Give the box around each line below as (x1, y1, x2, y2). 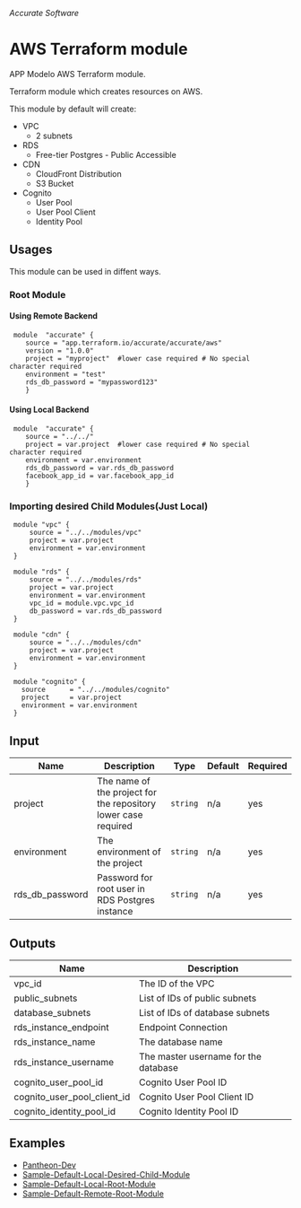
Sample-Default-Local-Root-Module (21, 1178, 157, 1189)
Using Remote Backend (9, 311, 99, 321)
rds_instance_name (13, 1036, 96, 1048)
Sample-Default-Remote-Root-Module (21, 1188, 164, 1199)
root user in (97, 883, 145, 896)
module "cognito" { (13, 678, 87, 687)
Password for (97, 871, 153, 884)
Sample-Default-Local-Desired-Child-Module (21, 1169, 191, 1179)
